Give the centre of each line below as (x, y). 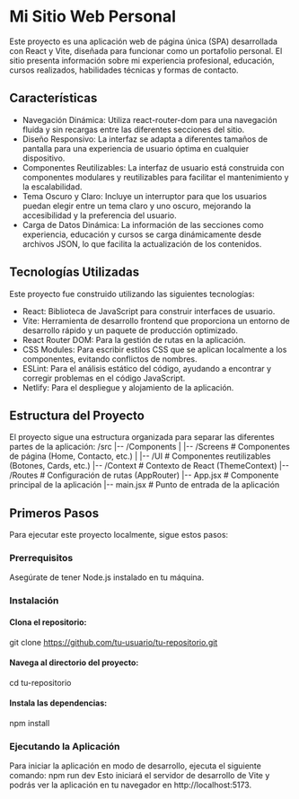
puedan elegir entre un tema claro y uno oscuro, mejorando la (136, 206)
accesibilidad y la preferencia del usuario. (99, 215)
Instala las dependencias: (58, 703)
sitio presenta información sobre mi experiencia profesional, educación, (142, 60)
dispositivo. (44, 158)
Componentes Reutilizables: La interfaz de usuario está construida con (153, 167)
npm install (30, 724)
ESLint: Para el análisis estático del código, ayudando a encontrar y (147, 368)
